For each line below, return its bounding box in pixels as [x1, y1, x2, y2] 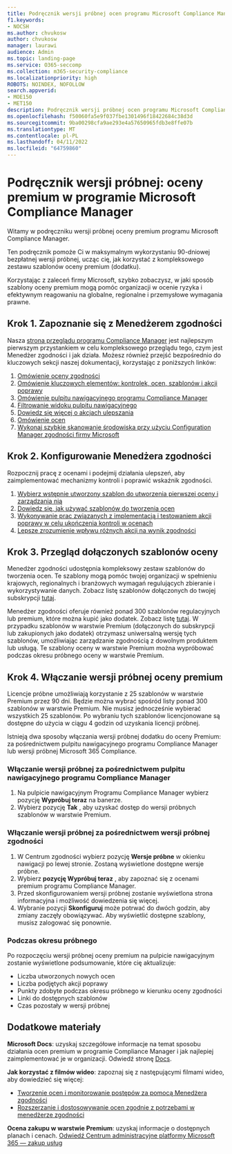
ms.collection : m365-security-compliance [7, 68, 128, 75]
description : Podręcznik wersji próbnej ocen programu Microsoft [7, 106, 199, 113]
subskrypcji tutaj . [7, 594, 57, 602]
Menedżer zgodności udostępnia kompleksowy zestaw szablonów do [7, 565, 206, 573]
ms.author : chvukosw [7, 29, 67, 37]
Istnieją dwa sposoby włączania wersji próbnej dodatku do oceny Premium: [7, 732, 222, 741]
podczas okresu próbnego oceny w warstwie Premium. [7, 651, 164, 660]
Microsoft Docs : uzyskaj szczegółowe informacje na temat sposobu [7, 1039, 202, 1048]
